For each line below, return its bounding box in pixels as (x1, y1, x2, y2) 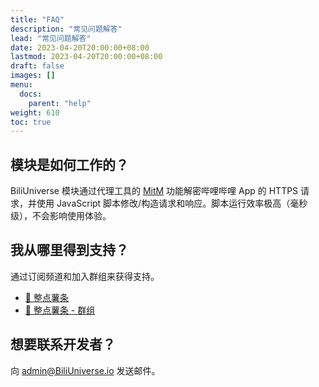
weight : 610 (10, 107, 60, 118)
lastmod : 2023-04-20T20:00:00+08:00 (10, 52, 163, 62)
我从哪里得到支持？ (10, 242, 129, 259)
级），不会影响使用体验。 (10, 210, 112, 222)
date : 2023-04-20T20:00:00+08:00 (10, 42, 150, 53)
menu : (10, 80, 33, 90)
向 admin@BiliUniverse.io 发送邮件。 (10, 364, 161, 376)
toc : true (10, 117, 52, 127)
